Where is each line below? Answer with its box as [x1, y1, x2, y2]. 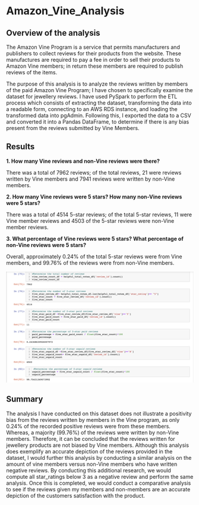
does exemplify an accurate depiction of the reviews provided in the [6, 447, 173, 455]
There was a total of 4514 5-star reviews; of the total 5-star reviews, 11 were [6, 211, 192, 218]
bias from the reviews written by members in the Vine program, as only [6, 416, 180, 423]
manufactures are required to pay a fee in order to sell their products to [6, 56, 180, 63]
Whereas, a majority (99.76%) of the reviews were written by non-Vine [6, 429, 179, 436]
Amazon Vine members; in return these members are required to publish [6, 62, 184, 70]
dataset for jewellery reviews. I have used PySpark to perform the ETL [6, 93, 178, 100]
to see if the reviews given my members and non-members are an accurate [6, 485, 191, 493]
